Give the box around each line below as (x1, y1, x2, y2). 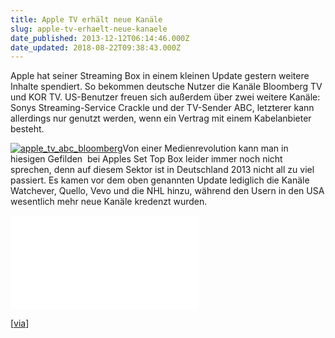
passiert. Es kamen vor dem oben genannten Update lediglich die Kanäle (10, 174, 310, 186)
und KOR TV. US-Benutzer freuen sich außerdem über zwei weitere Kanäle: (10, 91, 321, 103)
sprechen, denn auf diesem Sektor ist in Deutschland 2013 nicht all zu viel (10, 164, 315, 176)
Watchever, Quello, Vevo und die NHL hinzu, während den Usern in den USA (10, 185, 325, 197)
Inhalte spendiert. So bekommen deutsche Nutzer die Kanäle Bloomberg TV (10, 81, 323, 93)
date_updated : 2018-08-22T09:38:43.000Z (10, 42, 182, 53)
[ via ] (10, 317, 30, 330)
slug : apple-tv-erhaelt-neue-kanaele (10, 24, 168, 34)
